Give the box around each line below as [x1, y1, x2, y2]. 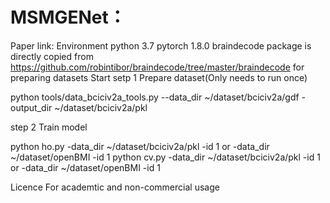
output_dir [10, 101, 53, 113]
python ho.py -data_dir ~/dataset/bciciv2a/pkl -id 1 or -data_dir [10, 140, 270, 152]
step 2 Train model [10, 121, 88, 133]
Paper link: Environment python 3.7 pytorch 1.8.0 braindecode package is [10, 39, 312, 52]
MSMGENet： [10, 6, 127, 29]
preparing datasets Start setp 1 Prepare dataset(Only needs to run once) [10, 71, 308, 83]
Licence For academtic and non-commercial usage [10, 181, 220, 193]
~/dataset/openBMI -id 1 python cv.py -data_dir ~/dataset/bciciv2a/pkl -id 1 [10, 151, 321, 163]
